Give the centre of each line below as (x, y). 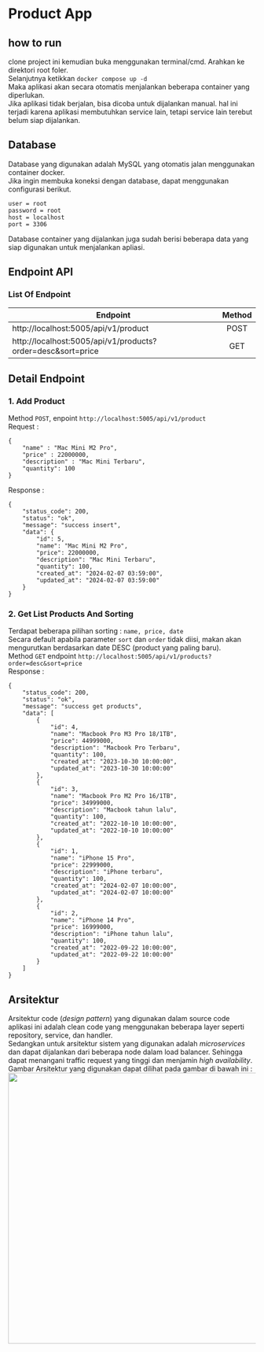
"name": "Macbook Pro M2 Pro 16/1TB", (114, 797)
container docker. (37, 172)
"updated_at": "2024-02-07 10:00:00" (112, 893)
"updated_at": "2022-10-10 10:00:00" (112, 831)
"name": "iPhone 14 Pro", (92, 920)
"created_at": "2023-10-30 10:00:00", (114, 762)
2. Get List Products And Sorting (71, 614)
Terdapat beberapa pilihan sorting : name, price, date (96, 631)
